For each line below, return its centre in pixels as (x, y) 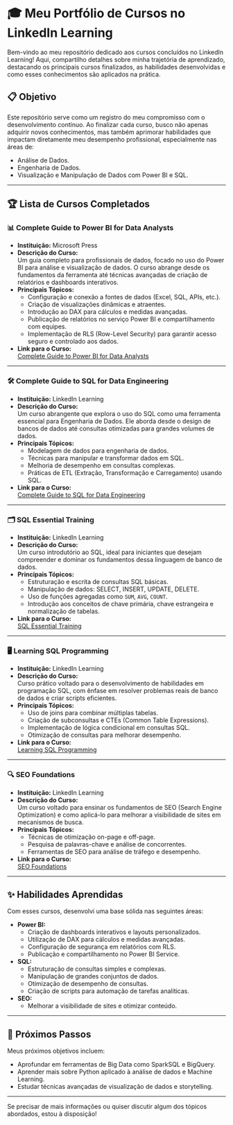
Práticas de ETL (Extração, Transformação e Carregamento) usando (125, 472)
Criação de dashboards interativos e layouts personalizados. (114, 932)
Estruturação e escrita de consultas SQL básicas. (98, 582)
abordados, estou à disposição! (52, 1114)
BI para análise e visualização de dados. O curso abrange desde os (113, 267)
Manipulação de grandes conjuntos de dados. (93, 976)
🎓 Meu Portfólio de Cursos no (96, 14)
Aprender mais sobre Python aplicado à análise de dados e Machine (115, 1072)
